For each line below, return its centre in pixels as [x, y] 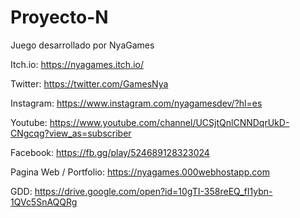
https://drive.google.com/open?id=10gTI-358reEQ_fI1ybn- [153, 191]
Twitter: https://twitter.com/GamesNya [89, 83]
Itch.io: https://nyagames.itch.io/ [77, 64]
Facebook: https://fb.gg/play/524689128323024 [110, 152]
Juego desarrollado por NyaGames [82, 45]
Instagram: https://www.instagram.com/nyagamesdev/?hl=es [136, 103]
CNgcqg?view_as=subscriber [71, 133]
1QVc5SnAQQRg [44, 202]
